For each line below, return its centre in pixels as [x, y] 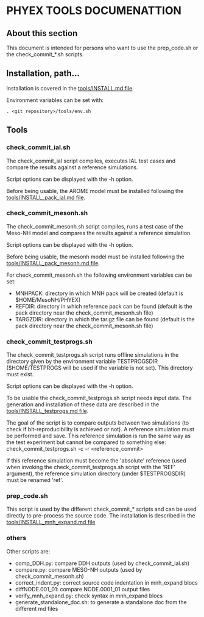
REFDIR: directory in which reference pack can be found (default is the [104, 306]
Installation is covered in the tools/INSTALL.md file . [70, 88]
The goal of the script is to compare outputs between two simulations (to [98, 423]
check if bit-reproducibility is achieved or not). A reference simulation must [100, 429]
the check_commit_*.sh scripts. [45, 54]
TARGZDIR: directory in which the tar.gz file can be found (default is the [105, 319]
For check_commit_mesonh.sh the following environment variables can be [99, 275]
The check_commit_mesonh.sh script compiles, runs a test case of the [95, 226]
